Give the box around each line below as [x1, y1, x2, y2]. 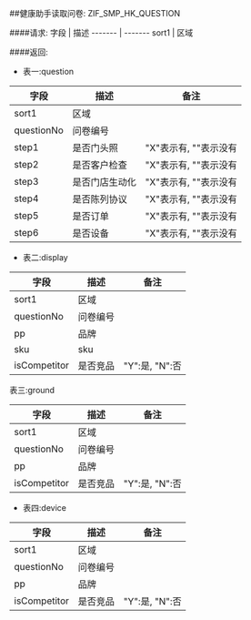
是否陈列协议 [72, 193, 127, 205]
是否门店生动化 [72, 176, 136, 188]
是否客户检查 [72, 158, 127, 171]
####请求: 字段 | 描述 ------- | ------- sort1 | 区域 [9, 27, 194, 38]
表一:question [22, 66, 75, 76]
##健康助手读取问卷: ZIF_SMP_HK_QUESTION [9, 8, 181, 18]
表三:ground [9, 385, 55, 395]
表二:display [22, 252, 68, 262]
